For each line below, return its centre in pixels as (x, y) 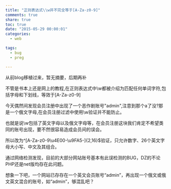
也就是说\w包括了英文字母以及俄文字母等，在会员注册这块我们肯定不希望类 (84, 123)
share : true (18, 20)
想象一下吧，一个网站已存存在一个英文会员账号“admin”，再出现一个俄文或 (83, 175)
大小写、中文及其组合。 (34, 146)
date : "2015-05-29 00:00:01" (36, 29)
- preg (17, 58)
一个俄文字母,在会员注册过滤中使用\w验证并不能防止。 (67, 112)
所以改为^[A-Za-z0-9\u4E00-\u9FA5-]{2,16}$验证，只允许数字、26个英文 (83, 140)
